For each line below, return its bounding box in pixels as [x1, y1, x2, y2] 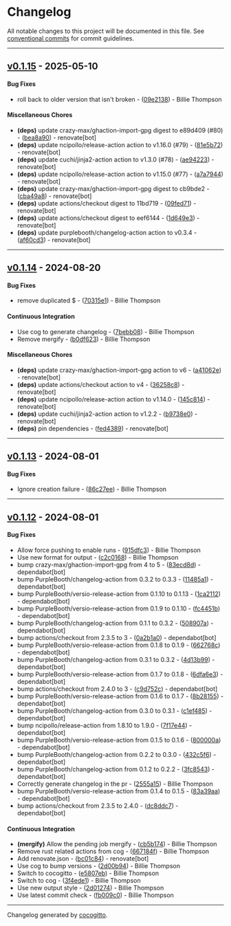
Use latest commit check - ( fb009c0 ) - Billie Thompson [16, 891, 174, 899]
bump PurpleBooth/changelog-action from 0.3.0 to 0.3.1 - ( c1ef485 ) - [16, 706, 212, 715]
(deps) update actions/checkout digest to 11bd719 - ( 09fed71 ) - [16, 199, 197, 207]
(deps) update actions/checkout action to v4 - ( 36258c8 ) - [16, 380, 185, 388]
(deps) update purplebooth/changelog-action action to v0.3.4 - [16, 228, 197, 236]
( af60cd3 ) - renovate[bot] [16, 235, 91, 244]
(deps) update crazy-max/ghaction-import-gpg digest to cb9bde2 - [16, 184, 210, 192]
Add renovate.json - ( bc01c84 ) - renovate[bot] [16, 855, 149, 863]
